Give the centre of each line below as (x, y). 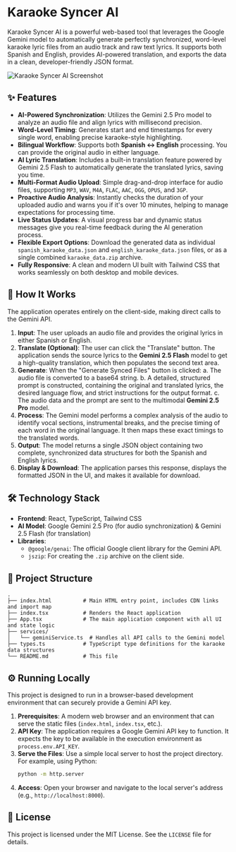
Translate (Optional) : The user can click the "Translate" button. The (116, 347)
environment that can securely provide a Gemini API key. (89, 702)
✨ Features (32, 98)
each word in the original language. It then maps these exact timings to (120, 430)
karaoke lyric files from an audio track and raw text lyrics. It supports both (114, 47)
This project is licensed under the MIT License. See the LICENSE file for (109, 834)
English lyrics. (38, 460)
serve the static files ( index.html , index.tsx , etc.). (90, 724)
